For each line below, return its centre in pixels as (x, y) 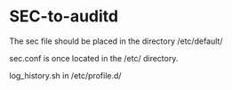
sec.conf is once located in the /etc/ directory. (94, 58)
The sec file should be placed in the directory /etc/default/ (116, 41)
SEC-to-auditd (64, 16)
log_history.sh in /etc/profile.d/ (65, 75)
